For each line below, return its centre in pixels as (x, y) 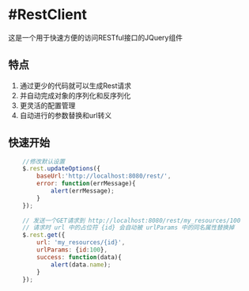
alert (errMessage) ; (82, 191)
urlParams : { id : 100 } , (72, 250)
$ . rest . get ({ (44, 235)
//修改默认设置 (44, 161)
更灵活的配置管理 (47, 105)
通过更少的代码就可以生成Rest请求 (75, 86)
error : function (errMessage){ (86, 184)
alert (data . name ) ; (81, 264)
